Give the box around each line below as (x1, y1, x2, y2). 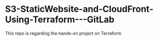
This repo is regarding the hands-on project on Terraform (5, 30, 122, 36)
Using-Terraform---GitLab (5, 14, 115, 25)
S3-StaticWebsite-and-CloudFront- (5, 3, 154, 15)
